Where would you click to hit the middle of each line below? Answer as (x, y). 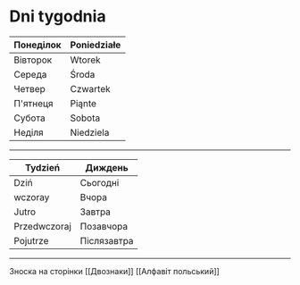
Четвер (30, 88)
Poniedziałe (96, 45)
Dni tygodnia (58, 17)
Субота (30, 118)
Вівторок (33, 60)
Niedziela (90, 132)
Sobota (85, 118)
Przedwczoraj (42, 226)
